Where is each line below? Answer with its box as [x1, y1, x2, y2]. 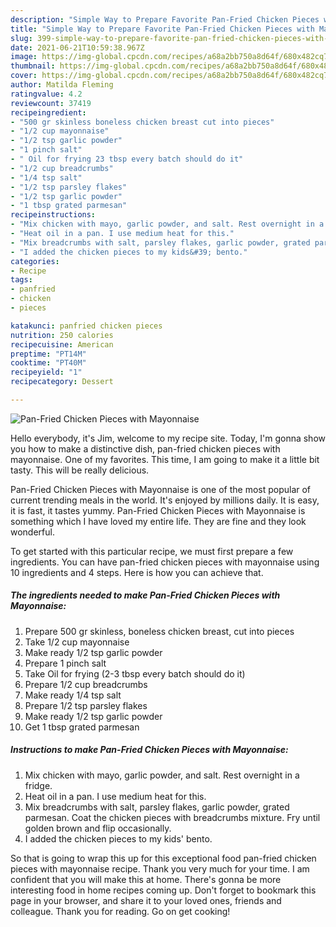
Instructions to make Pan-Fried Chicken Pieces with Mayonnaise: [10, 744, 289, 756]
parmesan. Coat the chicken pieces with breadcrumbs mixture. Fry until [24, 811, 321, 823]
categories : [10, 256, 60, 266]
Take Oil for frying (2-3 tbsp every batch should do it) [24, 667, 246, 680]
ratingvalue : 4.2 [10, 89, 83, 99]
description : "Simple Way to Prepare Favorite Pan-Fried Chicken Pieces [10, 14, 320, 25]
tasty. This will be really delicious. [10, 464, 150, 476]
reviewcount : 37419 [10, 98, 92, 108]
